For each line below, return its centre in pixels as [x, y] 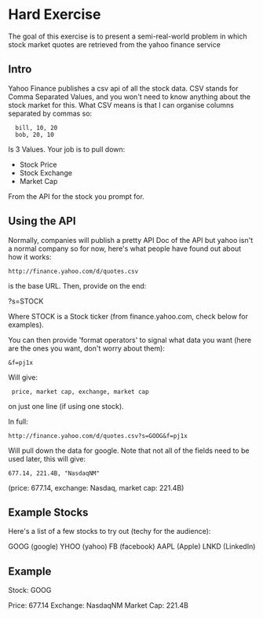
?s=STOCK [26, 301]
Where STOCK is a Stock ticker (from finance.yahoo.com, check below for [128, 316]
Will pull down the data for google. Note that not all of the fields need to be [129, 451]
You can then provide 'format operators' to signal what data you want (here [130, 340]
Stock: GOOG [30, 590]
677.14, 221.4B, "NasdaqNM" [54, 473]
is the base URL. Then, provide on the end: [77, 285]
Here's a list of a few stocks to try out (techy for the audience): [110, 532]
